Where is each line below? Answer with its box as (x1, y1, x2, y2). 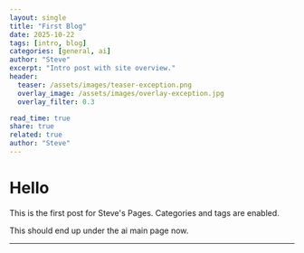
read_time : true (9, 114, 71, 123)
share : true (9, 122, 54, 131)
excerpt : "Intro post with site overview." (9, 64, 176, 73)
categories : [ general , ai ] (9, 47, 111, 56)
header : (9, 72, 39, 81)
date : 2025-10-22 (9, 30, 75, 39)
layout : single (9, 13, 67, 23)
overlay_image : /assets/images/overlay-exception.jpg (17, 89, 224, 98)
